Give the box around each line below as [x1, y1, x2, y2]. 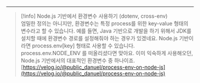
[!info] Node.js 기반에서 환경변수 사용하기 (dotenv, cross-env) [20, 12, 168, 20]
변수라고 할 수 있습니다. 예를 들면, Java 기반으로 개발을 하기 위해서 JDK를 [20, 27, 192, 34]
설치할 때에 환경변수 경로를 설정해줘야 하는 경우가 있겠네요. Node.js [20, 35, 178, 41]
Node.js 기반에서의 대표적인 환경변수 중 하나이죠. [20, 57, 135, 64]
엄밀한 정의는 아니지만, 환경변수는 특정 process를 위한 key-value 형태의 [20, 20, 189, 27]
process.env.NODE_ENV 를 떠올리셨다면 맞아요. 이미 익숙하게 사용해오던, [20, 50, 193, 56]
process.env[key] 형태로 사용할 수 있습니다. [32, 42, 135, 49]
